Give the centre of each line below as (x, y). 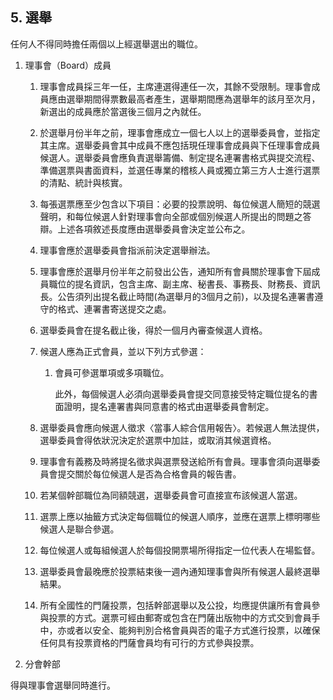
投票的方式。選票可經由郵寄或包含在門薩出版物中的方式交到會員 (180, 617)
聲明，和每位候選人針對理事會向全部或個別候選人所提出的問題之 (171, 216)
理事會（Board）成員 (68, 65)
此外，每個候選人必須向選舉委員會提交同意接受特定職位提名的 (182, 394)
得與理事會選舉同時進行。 (63, 685)
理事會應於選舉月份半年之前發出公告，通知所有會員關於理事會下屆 (175, 271)
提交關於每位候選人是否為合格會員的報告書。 (149, 474)
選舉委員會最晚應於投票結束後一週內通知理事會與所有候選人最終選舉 (180, 571)
